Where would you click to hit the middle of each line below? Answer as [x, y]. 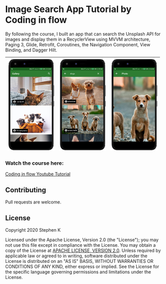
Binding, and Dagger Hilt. [31, 50]
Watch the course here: [34, 163]
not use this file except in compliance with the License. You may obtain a [80, 245]
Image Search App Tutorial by [68, 9]
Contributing [26, 190]
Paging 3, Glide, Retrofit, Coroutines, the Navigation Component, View [78, 44]
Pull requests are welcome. [33, 202]
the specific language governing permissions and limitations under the [78, 272]
